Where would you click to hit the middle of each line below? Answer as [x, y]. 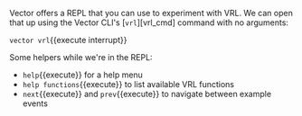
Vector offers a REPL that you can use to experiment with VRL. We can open [151, 13]
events [35, 103]
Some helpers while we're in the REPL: [81, 57]
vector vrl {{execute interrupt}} [68, 40]
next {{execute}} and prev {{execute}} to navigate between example [147, 94]
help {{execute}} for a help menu [82, 75]
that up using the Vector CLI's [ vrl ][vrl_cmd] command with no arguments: [149, 22]
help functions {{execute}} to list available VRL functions [128, 84]
